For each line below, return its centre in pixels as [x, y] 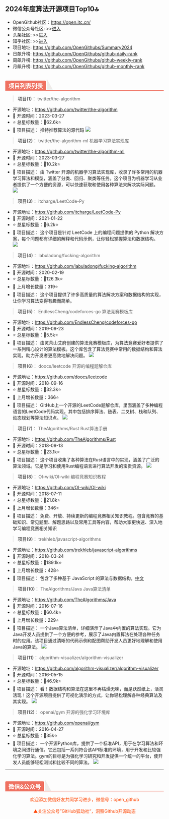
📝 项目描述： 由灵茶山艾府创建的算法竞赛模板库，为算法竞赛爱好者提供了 [88, 342]
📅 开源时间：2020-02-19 [38, 272]
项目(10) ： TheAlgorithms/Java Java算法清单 [64, 589]
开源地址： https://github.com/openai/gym [56, 723]
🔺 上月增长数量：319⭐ [35, 286]
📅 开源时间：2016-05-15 [37, 674]
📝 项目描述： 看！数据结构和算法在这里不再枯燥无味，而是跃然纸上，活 [86, 689]
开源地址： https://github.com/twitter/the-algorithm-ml [68, 151]
